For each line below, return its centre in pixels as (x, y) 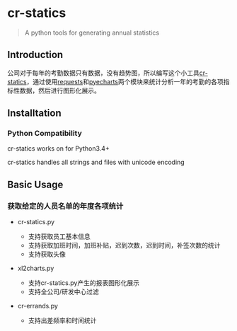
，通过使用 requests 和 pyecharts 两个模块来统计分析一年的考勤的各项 (125, 81)
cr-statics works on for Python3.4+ (58, 149)
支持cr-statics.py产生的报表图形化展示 (84, 283)
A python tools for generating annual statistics (92, 33)
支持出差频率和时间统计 (62, 320)
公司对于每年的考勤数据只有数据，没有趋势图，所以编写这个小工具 (103, 73)
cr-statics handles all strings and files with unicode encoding (96, 162)
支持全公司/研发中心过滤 (63, 292)
